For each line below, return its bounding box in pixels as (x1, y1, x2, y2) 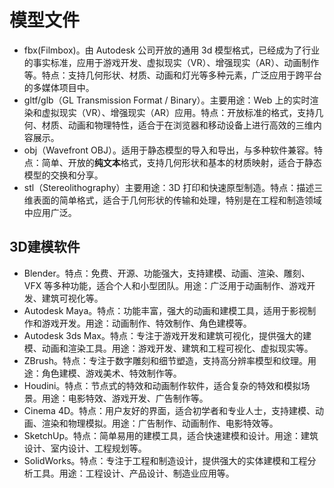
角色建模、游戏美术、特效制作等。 (41, 367, 182, 379)
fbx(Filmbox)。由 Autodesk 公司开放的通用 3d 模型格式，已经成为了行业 (23, 44, 321, 56)
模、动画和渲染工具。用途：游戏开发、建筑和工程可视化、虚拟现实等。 (23, 342, 314, 354)
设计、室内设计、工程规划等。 (23, 442, 147, 454)
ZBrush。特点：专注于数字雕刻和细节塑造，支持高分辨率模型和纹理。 (23, 354, 308, 366)
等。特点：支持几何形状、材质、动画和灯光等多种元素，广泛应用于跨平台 (23, 69, 322, 81)
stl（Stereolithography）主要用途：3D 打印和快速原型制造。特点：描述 (23, 181, 315, 193)
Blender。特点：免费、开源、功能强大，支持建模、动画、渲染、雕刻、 (23, 267, 311, 279)
